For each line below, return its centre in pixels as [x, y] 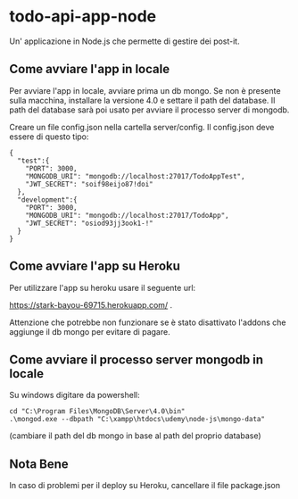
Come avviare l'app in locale [90, 69]
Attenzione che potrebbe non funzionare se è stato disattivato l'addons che [148, 322]
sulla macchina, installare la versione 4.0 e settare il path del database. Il [142, 100]
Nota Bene [39, 464]
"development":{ [47, 200]
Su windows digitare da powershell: [74, 395]
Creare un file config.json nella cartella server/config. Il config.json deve [142, 127]
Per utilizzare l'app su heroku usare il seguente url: [103, 287]
